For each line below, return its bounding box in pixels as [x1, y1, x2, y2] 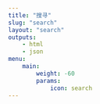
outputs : [8, 33, 37, 41]
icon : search [49, 84, 92, 92]
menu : [8, 56, 26, 63]
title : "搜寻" [8, 11, 52, 20]
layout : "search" [8, 26, 65, 34]
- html [22, 41, 44, 48]
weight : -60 [36, 70, 76, 77]
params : [36, 77, 61, 84]
